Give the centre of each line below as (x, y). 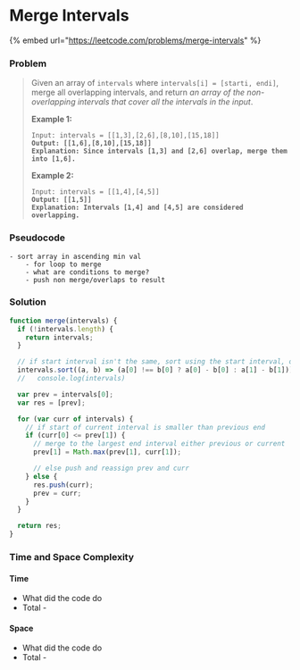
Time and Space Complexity (72, 557)
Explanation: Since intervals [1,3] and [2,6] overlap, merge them (159, 151)
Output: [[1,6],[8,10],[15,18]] (91, 144)
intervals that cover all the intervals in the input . (165, 102)
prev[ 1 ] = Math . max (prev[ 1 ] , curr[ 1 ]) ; (107, 452)
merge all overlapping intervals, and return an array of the (138, 92)
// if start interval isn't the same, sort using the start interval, (151, 362)
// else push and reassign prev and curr (111, 469)
